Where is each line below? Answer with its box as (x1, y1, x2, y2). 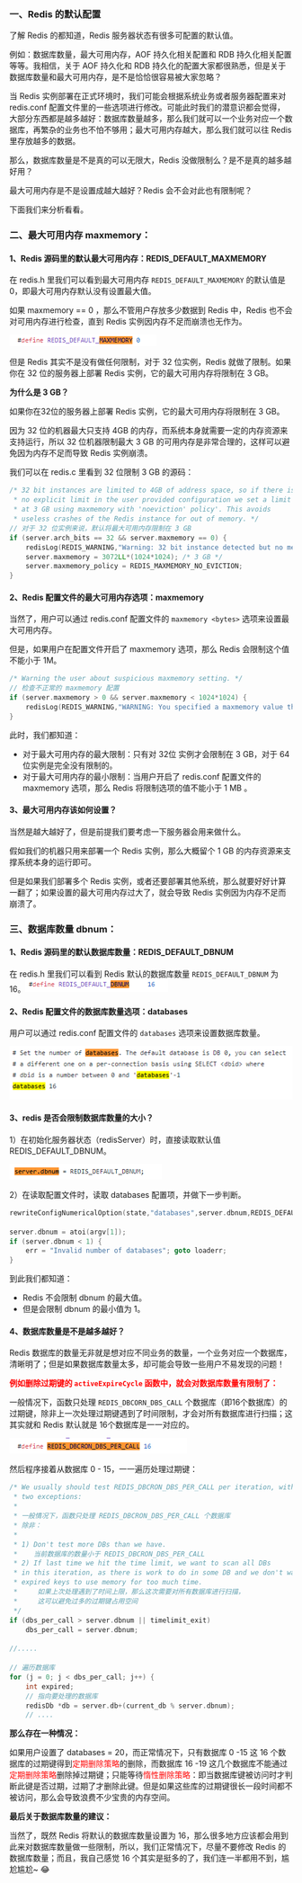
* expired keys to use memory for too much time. (13, 1578, 203, 1587)
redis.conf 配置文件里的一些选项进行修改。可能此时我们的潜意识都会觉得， (9, 102, 286, 113)
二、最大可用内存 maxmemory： (9, 229, 151, 242)
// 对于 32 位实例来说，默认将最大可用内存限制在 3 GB (9, 523, 191, 532)
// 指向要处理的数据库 (25, 1691, 99, 1700)
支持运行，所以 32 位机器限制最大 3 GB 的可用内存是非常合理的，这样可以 (9, 436, 283, 447)
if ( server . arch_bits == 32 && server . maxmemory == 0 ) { (9, 533, 227, 542)
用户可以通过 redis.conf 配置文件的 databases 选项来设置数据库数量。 (9, 1028, 265, 1039)
